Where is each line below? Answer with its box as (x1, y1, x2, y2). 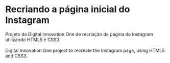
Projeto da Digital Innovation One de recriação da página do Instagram (5, 31, 153, 37)
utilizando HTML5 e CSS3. (5, 37, 61, 43)
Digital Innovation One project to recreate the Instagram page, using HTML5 (5, 47, 165, 53)
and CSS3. (5, 52, 28, 59)
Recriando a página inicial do (5, 4, 130, 15)
